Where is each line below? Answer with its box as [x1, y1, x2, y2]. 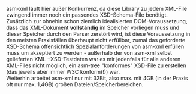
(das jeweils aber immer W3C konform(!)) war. [6, 68, 120, 75]
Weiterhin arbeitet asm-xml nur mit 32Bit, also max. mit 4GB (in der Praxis [6, 74, 188, 82]
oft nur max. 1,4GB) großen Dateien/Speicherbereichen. [6, 81, 144, 88]
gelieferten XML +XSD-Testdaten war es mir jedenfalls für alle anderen [6, 56, 181, 62]
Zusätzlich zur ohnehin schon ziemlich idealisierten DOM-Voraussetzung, [6, 18, 188, 24]
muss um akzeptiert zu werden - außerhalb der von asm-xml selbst [6, 49, 173, 56]
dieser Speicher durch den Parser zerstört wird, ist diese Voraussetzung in [6, 30, 191, 37]
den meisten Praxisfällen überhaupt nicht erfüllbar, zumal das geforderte [6, 37, 186, 43]
